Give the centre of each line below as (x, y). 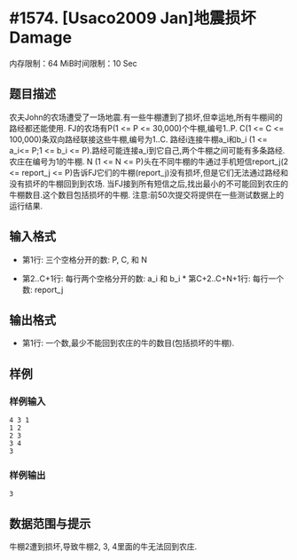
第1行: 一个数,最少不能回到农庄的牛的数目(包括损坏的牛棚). (128, 343)
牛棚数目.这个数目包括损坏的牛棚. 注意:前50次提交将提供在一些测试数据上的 (147, 194)
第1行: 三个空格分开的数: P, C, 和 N (85, 259)
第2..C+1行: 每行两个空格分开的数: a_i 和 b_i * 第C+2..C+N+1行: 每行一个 (153, 278)
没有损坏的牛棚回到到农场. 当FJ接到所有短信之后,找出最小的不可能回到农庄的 (149, 184)
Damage (41, 38)
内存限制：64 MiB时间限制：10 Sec (73, 63)
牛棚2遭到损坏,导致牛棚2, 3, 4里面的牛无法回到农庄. (103, 547)
